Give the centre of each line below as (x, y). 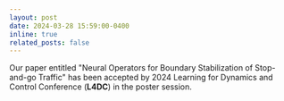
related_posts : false (50, 42)
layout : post (33, 17)
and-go (23, 78)
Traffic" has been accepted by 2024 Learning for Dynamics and (156, 78)
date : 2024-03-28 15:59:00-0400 (69, 26)
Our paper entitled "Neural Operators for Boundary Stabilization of (131, 68)
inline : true (33, 34)
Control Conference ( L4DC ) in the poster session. (100, 87)
